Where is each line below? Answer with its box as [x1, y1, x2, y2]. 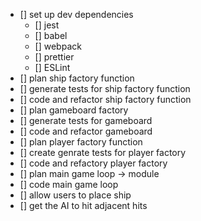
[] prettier [34, 51, 75, 63]
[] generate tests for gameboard [19, 115, 153, 126]
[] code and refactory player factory [19, 157, 168, 169]
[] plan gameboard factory [19, 104, 129, 116]
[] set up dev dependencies [19, 9, 134, 20]
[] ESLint [34, 62, 71, 73]
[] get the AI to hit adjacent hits [19, 200, 148, 211]
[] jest [34, 19, 60, 31]
